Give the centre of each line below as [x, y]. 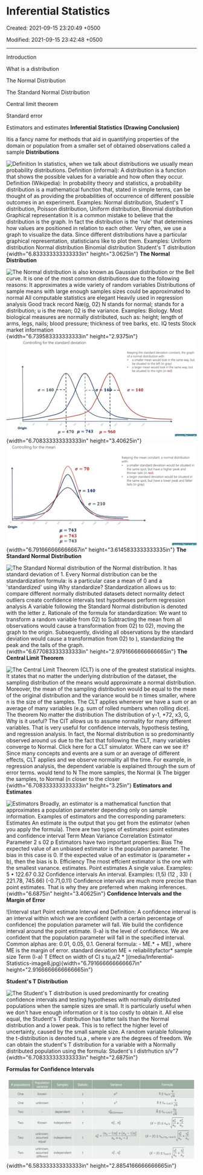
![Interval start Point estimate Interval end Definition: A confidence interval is [101, 912]
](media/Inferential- [150, 957]
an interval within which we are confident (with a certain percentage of [94, 918]
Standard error [25, 116]
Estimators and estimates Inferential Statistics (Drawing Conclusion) [93, 127]
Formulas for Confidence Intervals [50, 1069]
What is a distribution [33, 68]
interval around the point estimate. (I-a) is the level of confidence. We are [97, 931]
